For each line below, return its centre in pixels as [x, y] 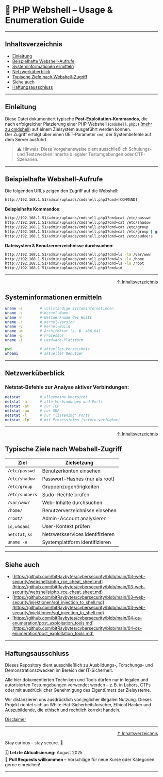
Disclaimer [16, 719]
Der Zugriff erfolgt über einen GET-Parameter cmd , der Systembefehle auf [78, 134]
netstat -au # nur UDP [32, 411]
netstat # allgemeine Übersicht [47, 397]
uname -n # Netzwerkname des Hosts [49, 317]
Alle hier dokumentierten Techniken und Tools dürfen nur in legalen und [77, 680]
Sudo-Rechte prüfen [66, 495]
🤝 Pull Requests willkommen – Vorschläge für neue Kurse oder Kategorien [80, 759]
